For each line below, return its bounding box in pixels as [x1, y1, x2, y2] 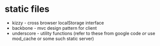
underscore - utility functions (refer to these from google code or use [12, 30, 155, 36]
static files [5, 3, 50, 15]
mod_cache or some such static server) [12, 36, 94, 42]
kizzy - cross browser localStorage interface [12, 20, 104, 26]
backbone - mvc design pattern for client [12, 25, 97, 31]
